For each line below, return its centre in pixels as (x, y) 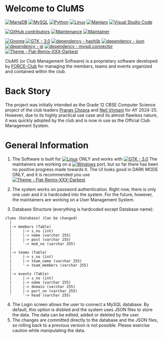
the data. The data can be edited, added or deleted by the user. (76, 314)
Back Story (28, 91)
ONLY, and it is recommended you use (51, 174)
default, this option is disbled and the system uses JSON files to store (82, 310)
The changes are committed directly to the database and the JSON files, (85, 320)
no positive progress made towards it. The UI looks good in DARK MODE (85, 169)
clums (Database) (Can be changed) (41, 218)
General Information (47, 145)
